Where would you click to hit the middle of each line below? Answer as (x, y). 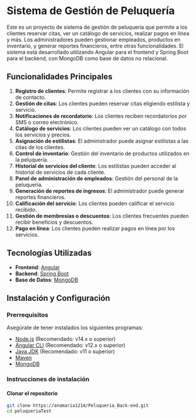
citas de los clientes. (40, 147)
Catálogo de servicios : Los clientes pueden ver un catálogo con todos (101, 128)
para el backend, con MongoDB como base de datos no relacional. (87, 58)
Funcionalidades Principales (60, 77)
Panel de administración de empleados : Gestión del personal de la (97, 178)
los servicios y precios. (43, 135)
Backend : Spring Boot (42, 273)
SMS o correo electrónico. (47, 122)
